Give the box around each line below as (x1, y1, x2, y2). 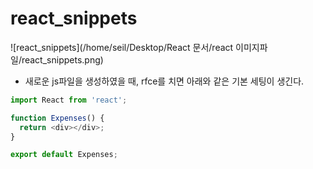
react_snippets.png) (21, 53, 104, 66)
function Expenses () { (10, 113, 105, 123)
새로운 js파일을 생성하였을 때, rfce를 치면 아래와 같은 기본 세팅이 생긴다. (24, 75, 305, 87)
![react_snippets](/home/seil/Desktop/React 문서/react (10, 41, 234, 53)
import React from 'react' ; (10, 95, 128, 105)
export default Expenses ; (10, 150, 118, 160)
